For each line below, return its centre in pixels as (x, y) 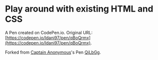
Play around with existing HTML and (79, 9)
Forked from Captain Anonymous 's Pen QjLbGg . (53, 52)
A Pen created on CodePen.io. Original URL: (49, 32)
